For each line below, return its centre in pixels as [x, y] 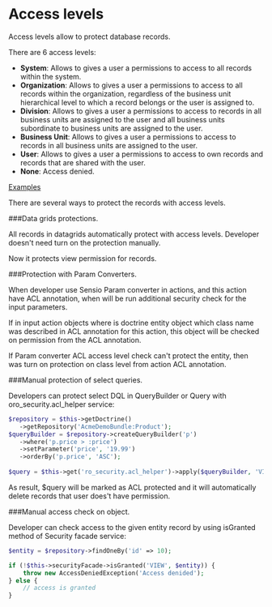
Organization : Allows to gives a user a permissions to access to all [131, 85]
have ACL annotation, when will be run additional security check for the [127, 298]
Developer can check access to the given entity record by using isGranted [132, 527]
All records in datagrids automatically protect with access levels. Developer [134, 234]
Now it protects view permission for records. [83, 258]
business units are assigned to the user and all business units [122, 119]
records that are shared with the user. [83, 162]
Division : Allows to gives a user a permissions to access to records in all [140, 111]
